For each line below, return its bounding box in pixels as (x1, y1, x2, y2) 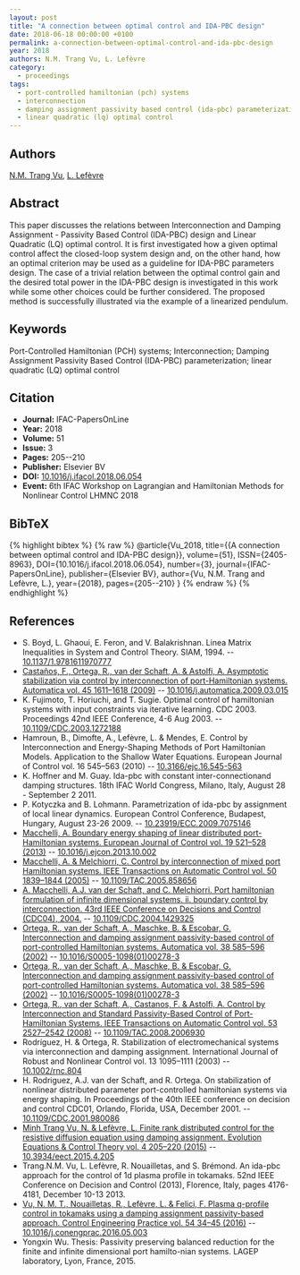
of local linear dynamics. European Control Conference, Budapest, (21, 809, 266, 819)
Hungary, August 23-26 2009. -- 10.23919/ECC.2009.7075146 (21, 818, 252, 828)
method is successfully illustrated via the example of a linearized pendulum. (9, 295, 288, 306)
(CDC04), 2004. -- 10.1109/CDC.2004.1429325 (21, 913, 195, 923)
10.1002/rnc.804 (21, 1065, 82, 1075)
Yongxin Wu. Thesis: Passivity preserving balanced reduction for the (21, 1236, 275, 1247)
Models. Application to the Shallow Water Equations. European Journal (21, 751, 283, 762)
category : (9, 64, 46, 73)
